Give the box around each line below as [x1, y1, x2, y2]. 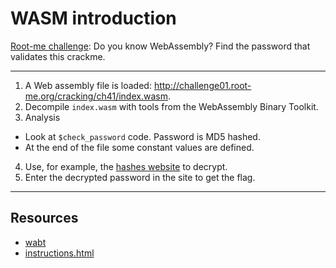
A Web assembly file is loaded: [24, 79, 152, 91]
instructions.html [24, 247, 95, 259]
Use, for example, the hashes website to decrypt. [24, 160, 228, 172]
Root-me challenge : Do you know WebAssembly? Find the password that [10, 40, 311, 52]
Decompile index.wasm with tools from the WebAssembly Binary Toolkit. [24, 100, 319, 112]
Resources [10, 210, 79, 227]
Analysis [24, 111, 61, 123]
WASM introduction [10, 7, 177, 30]
